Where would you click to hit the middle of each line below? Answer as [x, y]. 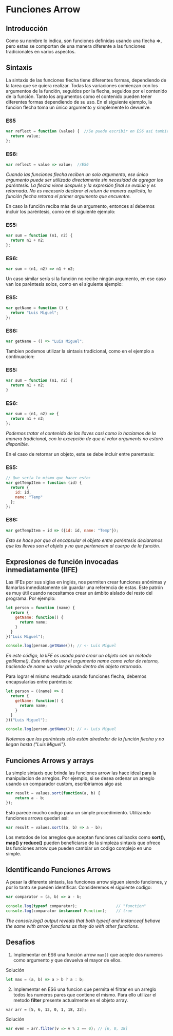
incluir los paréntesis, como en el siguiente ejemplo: [61, 211]
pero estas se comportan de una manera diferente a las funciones [76, 46]
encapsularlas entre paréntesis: [39, 682]
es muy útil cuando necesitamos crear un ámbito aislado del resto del [79, 593]
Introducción [27, 28]
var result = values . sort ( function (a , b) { [53, 793]
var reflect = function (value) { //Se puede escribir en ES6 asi [80, 131]
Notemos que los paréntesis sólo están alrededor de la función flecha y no [85, 739]
